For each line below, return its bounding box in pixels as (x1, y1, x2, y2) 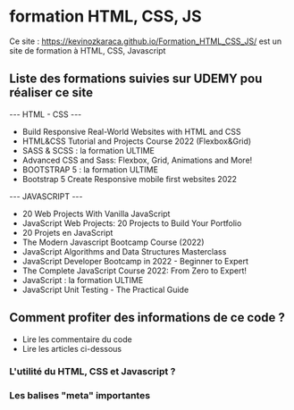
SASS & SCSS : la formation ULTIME (21, 145, 155, 155)
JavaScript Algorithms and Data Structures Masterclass (21, 246, 227, 256)
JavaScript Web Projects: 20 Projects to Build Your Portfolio (21, 217, 242, 229)
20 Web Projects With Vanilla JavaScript (21, 208, 171, 219)
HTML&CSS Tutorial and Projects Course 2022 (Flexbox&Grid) (21, 136, 252, 146)
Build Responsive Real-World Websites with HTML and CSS (21, 126, 241, 137)
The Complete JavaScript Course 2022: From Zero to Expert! (21, 265, 248, 276)
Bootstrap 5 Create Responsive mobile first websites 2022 (21, 173, 238, 184)
